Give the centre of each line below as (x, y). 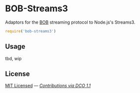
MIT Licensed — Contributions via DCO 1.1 (48, 86)
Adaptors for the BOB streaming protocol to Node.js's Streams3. (70, 22)
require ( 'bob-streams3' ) (31, 31)
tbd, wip (14, 58)
